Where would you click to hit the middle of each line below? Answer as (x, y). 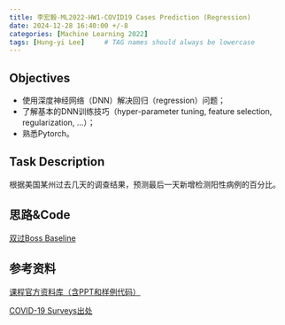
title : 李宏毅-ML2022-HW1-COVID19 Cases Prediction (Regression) (130, 17)
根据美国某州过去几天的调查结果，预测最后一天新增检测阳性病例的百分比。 (145, 184)
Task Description (57, 162)
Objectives (40, 77)
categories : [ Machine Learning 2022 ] (79, 34)
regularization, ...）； (58, 123)
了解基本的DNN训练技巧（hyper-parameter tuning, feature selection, (147, 112)
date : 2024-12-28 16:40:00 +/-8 (69, 26)
